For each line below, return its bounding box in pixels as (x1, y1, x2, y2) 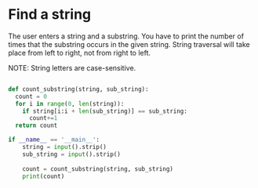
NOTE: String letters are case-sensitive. (8, 63, 136, 72)
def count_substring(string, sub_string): (8, 85, 149, 93)
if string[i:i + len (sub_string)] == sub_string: (22, 107, 188, 115)
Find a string (8, 5, 92, 23)
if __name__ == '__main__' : (8, 136, 100, 144)
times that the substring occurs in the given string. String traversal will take (8, 39, 250, 49)
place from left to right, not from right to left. (8, 48, 151, 57)
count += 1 (28, 114, 58, 122)
